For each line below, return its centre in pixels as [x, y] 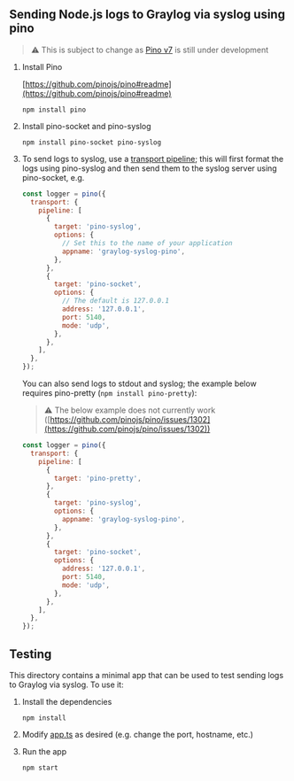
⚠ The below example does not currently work [130, 410]
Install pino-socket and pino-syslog [87, 126]
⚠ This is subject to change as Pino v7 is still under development [150, 50]
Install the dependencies [67, 702]
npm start [40, 768]
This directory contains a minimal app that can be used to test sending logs [147, 675]
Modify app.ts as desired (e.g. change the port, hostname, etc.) [138, 735]
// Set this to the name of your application [147, 244]
